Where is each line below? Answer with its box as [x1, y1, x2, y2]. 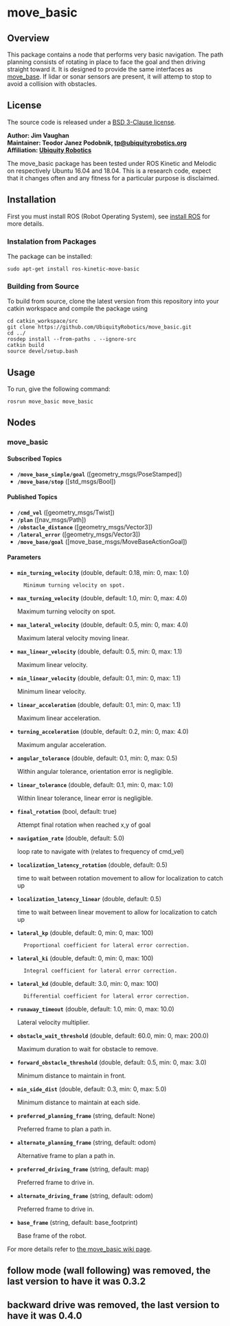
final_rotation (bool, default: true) [16, 807, 117, 815]
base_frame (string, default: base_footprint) [16, 1218, 138, 1226]
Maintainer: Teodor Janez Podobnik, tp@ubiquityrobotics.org [7, 138, 187, 147]
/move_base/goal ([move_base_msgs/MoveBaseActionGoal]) [16, 537, 187, 545]
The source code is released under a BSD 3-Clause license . [7, 118, 176, 126]
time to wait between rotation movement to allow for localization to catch [16, 874, 223, 882]
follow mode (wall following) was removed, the [7, 1265, 211, 1276]
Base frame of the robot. [16, 1231, 87, 1240]
